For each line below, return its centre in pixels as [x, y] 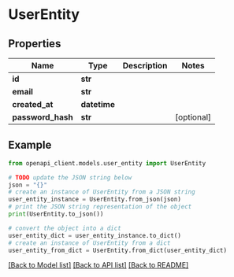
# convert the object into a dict [65, 228]
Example [30, 145]
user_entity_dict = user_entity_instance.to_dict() [95, 235]
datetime [98, 104]
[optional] [193, 117]
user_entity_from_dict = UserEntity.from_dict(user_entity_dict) [117, 250]
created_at [33, 104]
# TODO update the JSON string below [70, 177]
